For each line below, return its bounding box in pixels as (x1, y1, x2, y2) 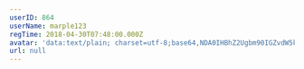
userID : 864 (9, 13, 54, 22)
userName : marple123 (9, 22, 88, 30)
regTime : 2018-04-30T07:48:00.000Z (9, 30, 144, 39)
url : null (9, 47, 47, 56)
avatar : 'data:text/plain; (9, 38, 111, 47)
